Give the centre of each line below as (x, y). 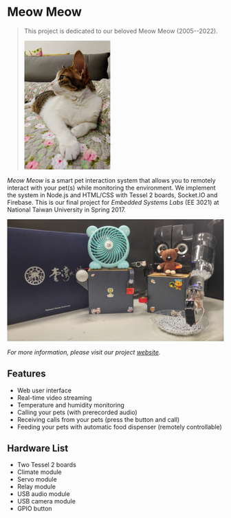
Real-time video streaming (54, 397)
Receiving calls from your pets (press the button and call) (98, 419)
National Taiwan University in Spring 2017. (66, 210)
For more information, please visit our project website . (84, 352)
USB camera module (46, 502)
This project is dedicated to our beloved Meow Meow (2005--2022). (121, 31)
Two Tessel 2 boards (47, 465)
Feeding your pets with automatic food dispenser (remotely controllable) (119, 427)
